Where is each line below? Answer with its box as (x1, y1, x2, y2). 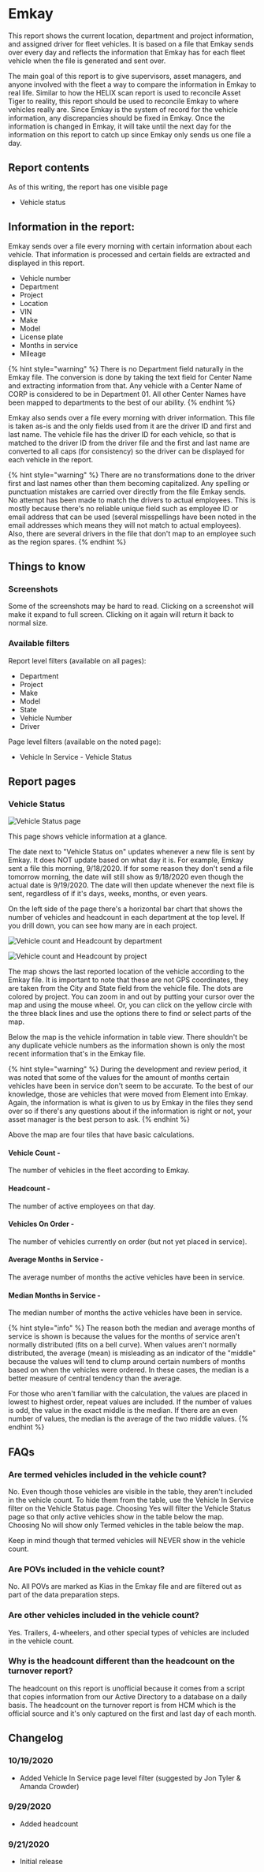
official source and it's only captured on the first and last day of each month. (8, 1709, 257, 1718)
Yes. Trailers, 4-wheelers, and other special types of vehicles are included (8, 1627, 250, 1637)
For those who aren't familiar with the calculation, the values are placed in (8, 1389, 248, 1399)
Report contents (8, 161, 90, 174)
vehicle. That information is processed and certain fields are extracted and (8, 249, 251, 259)
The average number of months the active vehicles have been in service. (8, 1272, 245, 1282)
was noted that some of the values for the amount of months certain (8, 1073, 230, 1082)
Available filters (8, 638, 70, 649)
